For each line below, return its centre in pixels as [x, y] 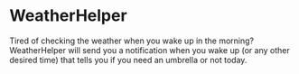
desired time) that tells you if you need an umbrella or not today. [128, 60]
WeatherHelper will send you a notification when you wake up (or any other [150, 50]
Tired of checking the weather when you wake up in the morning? [132, 41]
